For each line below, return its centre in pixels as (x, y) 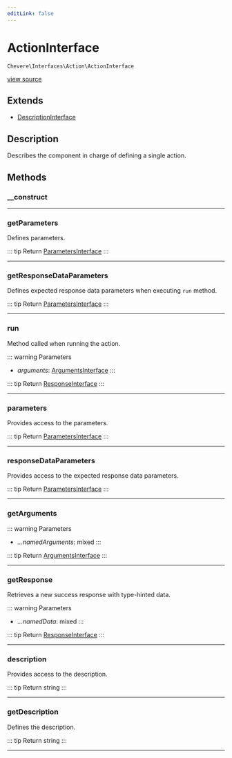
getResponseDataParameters (58, 275)
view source (25, 79)
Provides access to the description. (58, 674)
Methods (27, 177)
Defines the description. (41, 727)
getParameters (33, 223)
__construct (28, 197)
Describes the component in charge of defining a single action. (97, 155)
